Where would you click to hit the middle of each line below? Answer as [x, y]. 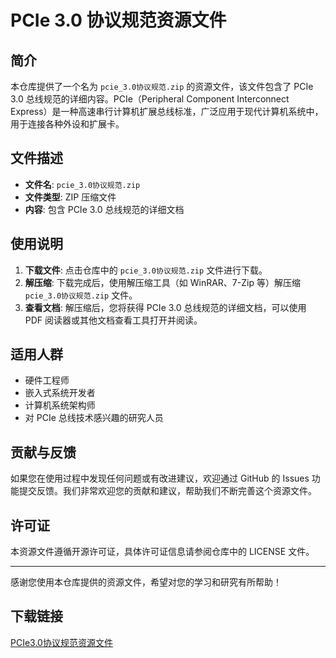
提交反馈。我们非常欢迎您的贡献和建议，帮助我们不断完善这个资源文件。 [167, 491]
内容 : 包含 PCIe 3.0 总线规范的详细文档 [104, 209]
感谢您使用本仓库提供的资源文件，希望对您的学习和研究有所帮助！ [146, 582]
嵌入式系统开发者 [60, 393]
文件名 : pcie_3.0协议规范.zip [82, 184]
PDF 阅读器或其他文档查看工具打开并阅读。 [113, 320]
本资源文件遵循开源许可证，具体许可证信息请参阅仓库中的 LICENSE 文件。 [162, 552]
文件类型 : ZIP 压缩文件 [70, 197]
